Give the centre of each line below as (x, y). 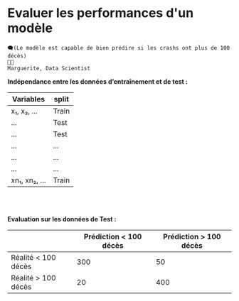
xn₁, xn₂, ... (28, 180)
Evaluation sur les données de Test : (62, 219)
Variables (28, 99)
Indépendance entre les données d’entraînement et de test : (98, 81)
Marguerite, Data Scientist (49, 68)
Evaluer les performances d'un (101, 13)
